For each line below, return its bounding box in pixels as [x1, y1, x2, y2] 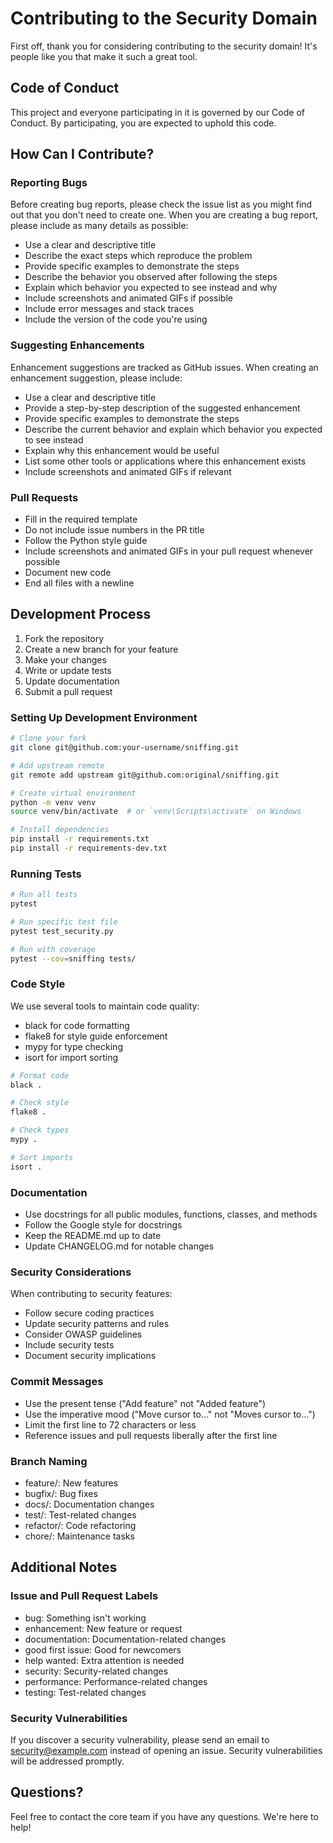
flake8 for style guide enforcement [24, 1030, 168, 1042]
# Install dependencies [10, 825, 110, 835]
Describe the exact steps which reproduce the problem [24, 250, 253, 262]
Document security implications [24, 1350, 157, 1362]
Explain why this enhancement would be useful [24, 444, 220, 456]
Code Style [10, 977, 66, 991]
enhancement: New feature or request [24, 1622, 183, 1634]
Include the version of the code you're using [24, 313, 208, 326]
